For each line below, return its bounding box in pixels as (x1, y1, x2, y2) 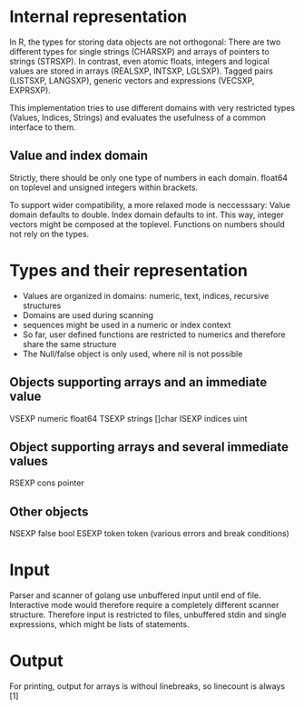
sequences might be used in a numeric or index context (22, 319, 231, 330)
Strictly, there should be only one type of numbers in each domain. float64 (9, 172, 289, 183)
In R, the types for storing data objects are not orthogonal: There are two (9, 36, 281, 47)
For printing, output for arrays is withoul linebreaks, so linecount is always (9, 681, 286, 692)
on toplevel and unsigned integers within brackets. (9, 182, 198, 193)
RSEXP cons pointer (9, 477, 84, 488)
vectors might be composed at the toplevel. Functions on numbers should (9, 218, 286, 229)
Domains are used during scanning (22, 309, 154, 320)
